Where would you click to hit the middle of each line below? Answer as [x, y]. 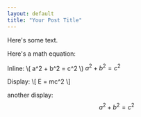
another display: [30, 95]
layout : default [31, 14]
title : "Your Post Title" [44, 20]
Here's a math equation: [42, 54]
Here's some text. [33, 40]
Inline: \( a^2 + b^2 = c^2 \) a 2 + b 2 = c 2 [64, 68]
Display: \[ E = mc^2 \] [39, 81]
